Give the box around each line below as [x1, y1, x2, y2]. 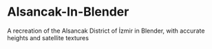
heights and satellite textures [7, 33, 89, 42]
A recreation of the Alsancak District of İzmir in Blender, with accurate [7, 27, 205, 35]
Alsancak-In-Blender [7, 4, 129, 20]
